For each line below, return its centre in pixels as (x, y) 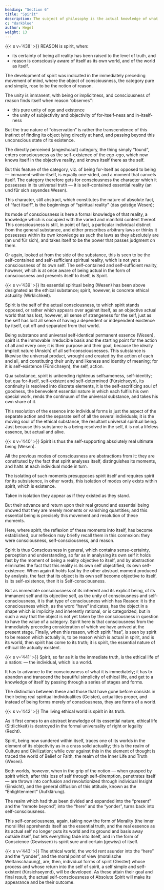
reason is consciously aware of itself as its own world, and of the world (83, 61)
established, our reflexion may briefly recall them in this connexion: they (78, 535)
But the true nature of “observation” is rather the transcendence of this (76, 130)
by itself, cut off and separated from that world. (52, 326)
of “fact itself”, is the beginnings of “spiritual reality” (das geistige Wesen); (80, 205)
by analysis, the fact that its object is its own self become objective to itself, (81, 576)
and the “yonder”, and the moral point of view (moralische (63, 856)
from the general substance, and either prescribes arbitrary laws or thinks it (81, 230)
